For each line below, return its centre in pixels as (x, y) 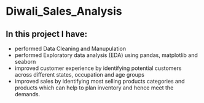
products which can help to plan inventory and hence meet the (94, 88)
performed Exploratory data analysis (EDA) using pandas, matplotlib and (106, 55)
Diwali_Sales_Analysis (64, 11)
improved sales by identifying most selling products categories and (100, 81)
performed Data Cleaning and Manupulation (70, 48)
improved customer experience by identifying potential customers (98, 68)
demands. (27, 94)
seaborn (25, 62)
